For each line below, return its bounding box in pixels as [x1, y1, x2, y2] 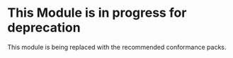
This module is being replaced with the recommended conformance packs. [7, 43, 227, 51]
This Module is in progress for [7, 5, 187, 21]
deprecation [7, 20, 81, 36]
